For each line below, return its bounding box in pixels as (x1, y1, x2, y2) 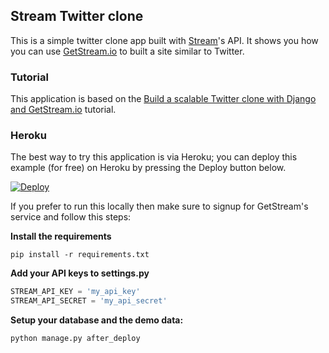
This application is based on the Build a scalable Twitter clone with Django (10, 93, 317, 105)
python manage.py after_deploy (10, 334, 141, 344)
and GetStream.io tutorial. (10, 104, 117, 116)
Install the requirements (10, 230, 112, 243)
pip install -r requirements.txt (10, 250, 150, 260)
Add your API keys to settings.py (10, 267, 150, 279)
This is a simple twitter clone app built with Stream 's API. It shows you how (10, 34, 319, 46)
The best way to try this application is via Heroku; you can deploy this (10, 151, 298, 163)
